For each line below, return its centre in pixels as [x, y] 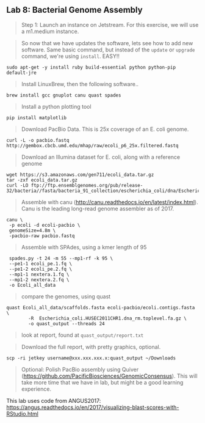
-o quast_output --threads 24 [67, 323]
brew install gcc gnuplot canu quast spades [64, 95]
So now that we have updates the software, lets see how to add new [107, 43]
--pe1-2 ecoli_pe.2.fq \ [40, 269]
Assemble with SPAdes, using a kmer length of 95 [84, 247]
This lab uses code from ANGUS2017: [54, 400]
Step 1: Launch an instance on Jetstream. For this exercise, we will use [110, 24]
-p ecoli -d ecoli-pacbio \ [45, 225]
